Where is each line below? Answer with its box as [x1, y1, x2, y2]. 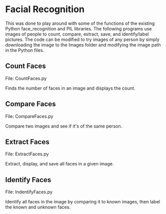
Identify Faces [5, 176, 52, 184]
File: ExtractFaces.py [5, 151, 49, 157]
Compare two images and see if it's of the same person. [5, 123, 122, 129]
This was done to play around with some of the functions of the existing [5, 20, 155, 26]
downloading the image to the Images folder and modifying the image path [5, 41, 161, 48]
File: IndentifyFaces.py [5, 189, 53, 195]
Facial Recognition [5, 4, 85, 15]
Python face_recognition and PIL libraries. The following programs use [5, 25, 152, 31]
